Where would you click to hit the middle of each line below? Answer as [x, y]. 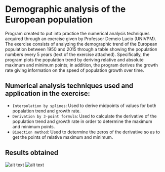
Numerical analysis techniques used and [69, 86]
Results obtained [32, 153]
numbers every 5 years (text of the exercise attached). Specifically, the [77, 54]
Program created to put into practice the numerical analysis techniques [77, 33]
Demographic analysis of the [65, 9]
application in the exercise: [48, 93]
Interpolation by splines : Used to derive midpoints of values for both [84, 106]
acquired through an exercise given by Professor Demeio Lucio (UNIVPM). [81, 39]
